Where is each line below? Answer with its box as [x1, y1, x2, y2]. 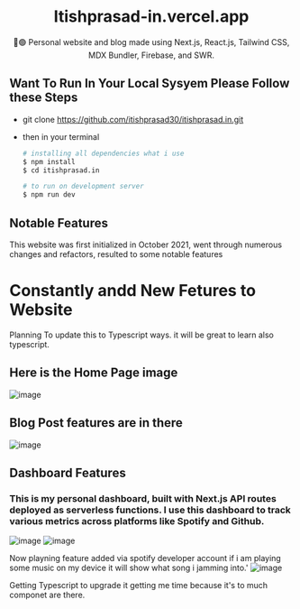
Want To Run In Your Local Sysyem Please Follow [9, 76, 290, 91]
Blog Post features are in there [9, 415, 183, 430]
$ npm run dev [22, 190, 76, 199]
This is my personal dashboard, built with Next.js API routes [9, 492, 277, 504]
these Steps [9, 90, 78, 106]
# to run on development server [22, 182, 144, 191]
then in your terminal [22, 131, 100, 142]
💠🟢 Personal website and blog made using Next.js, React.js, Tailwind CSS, [13, 36, 290, 47]
